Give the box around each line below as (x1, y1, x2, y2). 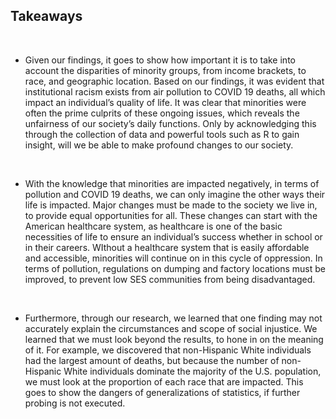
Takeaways (10, 8, 83, 25)
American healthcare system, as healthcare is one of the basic (24, 220, 283, 232)
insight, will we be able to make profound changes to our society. (24, 139, 294, 151)
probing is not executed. (24, 397, 126, 409)
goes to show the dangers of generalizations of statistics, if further (24, 386, 301, 398)
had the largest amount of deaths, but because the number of (24, 354, 280, 366)
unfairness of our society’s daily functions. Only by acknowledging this (24, 117, 317, 129)
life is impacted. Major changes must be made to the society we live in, (24, 199, 318, 211)
